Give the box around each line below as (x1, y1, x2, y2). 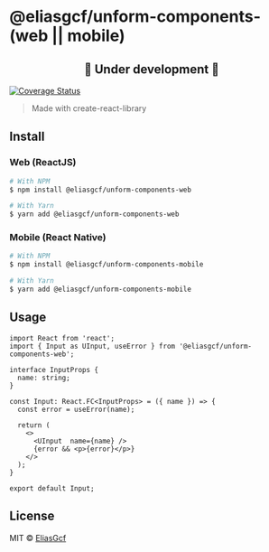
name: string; (17, 373, 70, 382)
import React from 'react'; (9, 333, 116, 342)
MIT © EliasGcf (9, 532, 67, 543)
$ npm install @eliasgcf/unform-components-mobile (9, 260, 204, 269)
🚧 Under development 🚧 (84, 61, 219, 77)
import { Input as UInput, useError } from (9, 341, 176, 351)
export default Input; (9, 483, 95, 493)
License (9, 509, 55, 524)
